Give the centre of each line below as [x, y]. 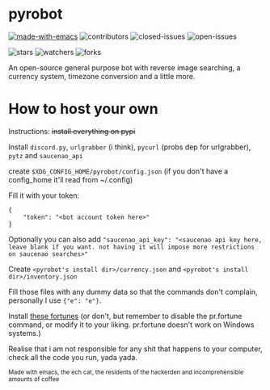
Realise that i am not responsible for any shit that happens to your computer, [135, 349]
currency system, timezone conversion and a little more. [102, 76]
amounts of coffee [34, 379]
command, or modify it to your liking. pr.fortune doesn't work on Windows [131, 325]
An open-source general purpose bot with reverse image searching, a [124, 67]
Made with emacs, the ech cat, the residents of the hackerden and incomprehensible [126, 372]
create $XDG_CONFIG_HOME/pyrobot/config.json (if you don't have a [118, 171]
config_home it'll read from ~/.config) [71, 179]
